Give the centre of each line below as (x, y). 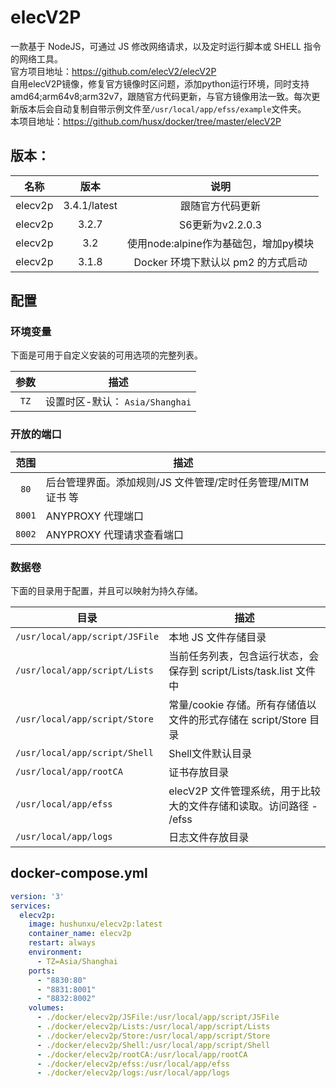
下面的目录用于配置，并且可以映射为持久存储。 (106, 591)
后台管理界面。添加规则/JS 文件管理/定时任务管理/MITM (177, 482)
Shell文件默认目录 (210, 754)
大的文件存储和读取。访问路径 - (243, 806)
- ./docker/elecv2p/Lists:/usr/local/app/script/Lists (153, 1027)
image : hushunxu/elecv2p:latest (95, 924)
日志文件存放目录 (209, 838)
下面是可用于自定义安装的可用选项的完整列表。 (106, 355)
